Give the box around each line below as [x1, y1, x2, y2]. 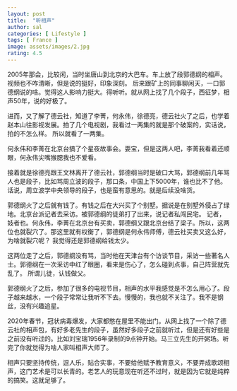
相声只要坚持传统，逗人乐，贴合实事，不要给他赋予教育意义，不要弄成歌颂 [7, 358, 224, 366]
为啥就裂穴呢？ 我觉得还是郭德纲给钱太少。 [7, 236, 133, 245]
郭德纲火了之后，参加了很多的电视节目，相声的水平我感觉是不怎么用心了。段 [7, 284, 230, 292]
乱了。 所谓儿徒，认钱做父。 [7, 269, 90, 277]
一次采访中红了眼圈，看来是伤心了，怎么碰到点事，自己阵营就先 [44, 259, 230, 269]
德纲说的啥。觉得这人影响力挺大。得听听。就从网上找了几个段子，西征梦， [7, 88, 224, 96]
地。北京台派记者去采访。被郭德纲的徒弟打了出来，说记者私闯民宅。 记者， [7, 209, 226, 218]
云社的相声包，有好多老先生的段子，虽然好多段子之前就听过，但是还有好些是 [7, 325, 230, 334]
